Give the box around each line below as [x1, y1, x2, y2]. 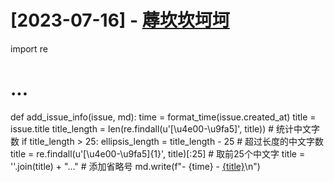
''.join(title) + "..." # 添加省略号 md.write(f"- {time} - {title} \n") [10, 160, 261, 172]
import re [10, 42, 48, 55]
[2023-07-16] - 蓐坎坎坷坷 [10, 9, 230, 32]
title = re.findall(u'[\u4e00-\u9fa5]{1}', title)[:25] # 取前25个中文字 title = [10, 147, 306, 160]
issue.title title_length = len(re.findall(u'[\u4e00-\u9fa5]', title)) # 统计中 [10, 122, 303, 135]
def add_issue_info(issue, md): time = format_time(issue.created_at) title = [10, 111, 317, 123]
